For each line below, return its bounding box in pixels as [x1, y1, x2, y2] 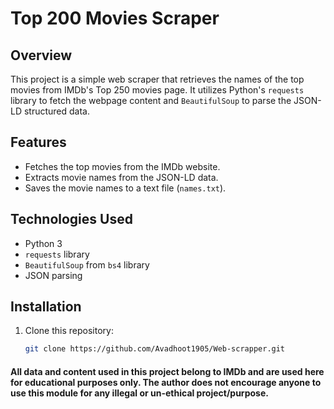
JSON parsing [24, 269, 83, 281]
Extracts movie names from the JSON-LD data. [24, 171, 219, 183]
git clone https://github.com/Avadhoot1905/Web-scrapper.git [24, 344, 286, 354]
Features [10, 134, 67, 151]
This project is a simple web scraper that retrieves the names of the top [10, 73, 305, 85]
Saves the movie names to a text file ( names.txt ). [24, 182, 227, 194]
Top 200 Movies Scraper [10, 7, 220, 30]
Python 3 [24, 237, 63, 249]
